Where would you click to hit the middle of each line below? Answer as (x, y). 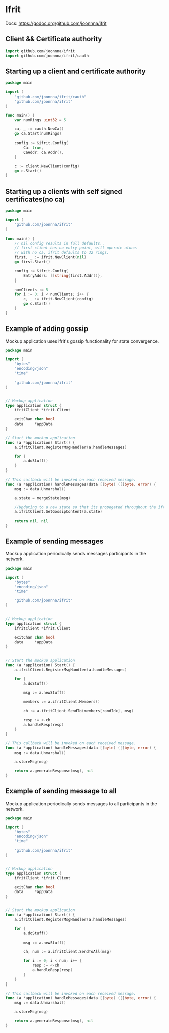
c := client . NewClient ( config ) (47, 166)
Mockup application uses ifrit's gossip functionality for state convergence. (82, 341)
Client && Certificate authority (54, 39)
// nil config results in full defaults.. (59, 243)
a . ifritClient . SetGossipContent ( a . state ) (58, 512)
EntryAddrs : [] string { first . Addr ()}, (63, 276)
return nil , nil (31, 521)
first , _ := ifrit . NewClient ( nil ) (50, 257)
